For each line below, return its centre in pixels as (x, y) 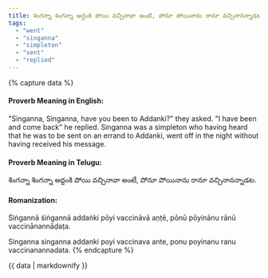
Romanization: (33, 200)
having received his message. (57, 144)
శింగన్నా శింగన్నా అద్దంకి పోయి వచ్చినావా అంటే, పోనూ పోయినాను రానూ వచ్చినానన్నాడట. (132, 180)
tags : (17, 23)
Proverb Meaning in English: (56, 101)
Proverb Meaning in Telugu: (55, 162)
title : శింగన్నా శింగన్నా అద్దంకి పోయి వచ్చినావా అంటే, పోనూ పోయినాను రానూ (114, 16)
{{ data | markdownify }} (48, 266)
